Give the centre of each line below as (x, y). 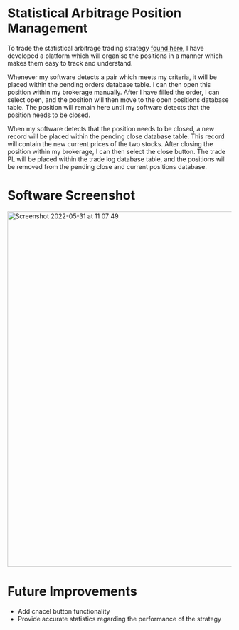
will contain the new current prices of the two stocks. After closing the (110, 143)
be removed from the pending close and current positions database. (107, 166)
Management (48, 28)
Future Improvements (72, 592)
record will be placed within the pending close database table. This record (116, 136)
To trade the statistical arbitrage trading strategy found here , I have (106, 48)
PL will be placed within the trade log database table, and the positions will (117, 159)
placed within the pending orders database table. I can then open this (109, 84)
